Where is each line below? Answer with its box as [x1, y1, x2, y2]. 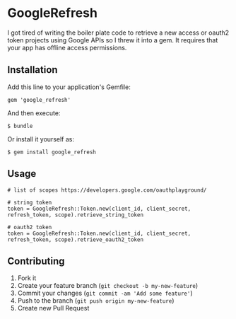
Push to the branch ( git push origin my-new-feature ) [17, 296, 175, 305]
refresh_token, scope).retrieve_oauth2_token [7, 236, 143, 243]
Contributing [7, 255, 65, 267]
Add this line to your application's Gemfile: [7, 83, 131, 91]
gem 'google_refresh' [7, 96, 71, 103]
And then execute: [7, 108, 61, 117]
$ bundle [7, 122, 33, 129]
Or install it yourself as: [7, 134, 74, 143]
